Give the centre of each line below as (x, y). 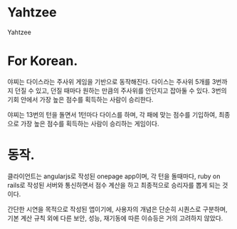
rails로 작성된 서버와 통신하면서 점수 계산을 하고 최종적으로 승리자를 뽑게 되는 (114, 185)
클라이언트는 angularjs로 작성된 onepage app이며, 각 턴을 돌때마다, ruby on (114, 176)
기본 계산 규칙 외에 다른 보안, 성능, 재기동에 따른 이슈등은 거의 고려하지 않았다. (115, 218)
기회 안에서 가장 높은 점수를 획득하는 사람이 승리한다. (80, 99)
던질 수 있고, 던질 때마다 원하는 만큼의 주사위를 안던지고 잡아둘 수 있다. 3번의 (121, 91)
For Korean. (43, 61)
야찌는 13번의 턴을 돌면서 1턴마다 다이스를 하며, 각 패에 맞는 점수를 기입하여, (112, 114)
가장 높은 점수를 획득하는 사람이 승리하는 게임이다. (90, 123)
